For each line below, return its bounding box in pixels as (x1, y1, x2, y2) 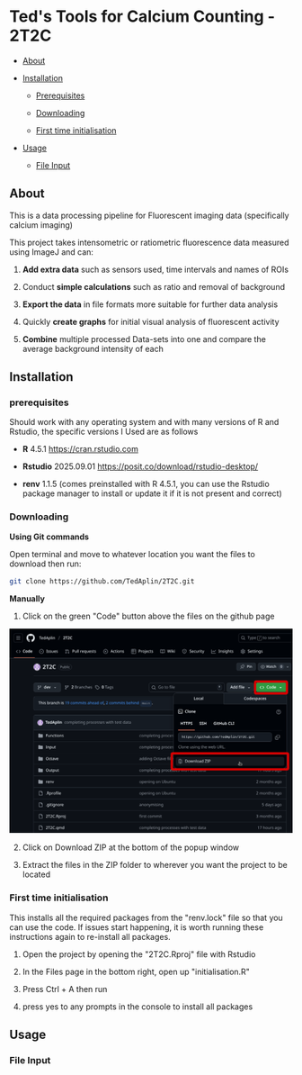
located (22, 869, 51, 880)
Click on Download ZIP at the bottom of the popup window (22, 842, 240, 853)
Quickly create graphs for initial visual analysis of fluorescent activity (22, 316, 280, 327)
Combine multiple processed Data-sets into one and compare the (22, 333, 267, 344)
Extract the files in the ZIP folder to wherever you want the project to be (22, 860, 288, 871)
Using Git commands (9, 531, 90, 542)
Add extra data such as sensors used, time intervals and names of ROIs (22, 264, 289, 275)
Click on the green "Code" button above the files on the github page (22, 610, 275, 621)
